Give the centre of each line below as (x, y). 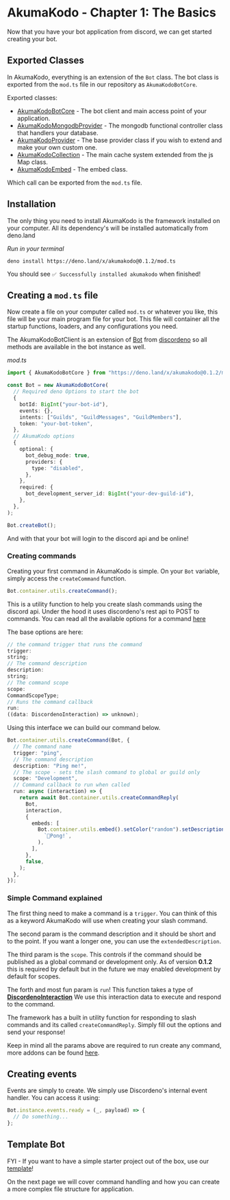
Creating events (42, 1074)
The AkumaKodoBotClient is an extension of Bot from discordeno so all (107, 340)
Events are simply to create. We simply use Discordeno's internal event (107, 1091)
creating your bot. (33, 38)
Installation (31, 204)
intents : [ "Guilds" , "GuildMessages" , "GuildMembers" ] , (101, 417)
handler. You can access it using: (54, 1098)
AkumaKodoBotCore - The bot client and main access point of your (112, 110)
